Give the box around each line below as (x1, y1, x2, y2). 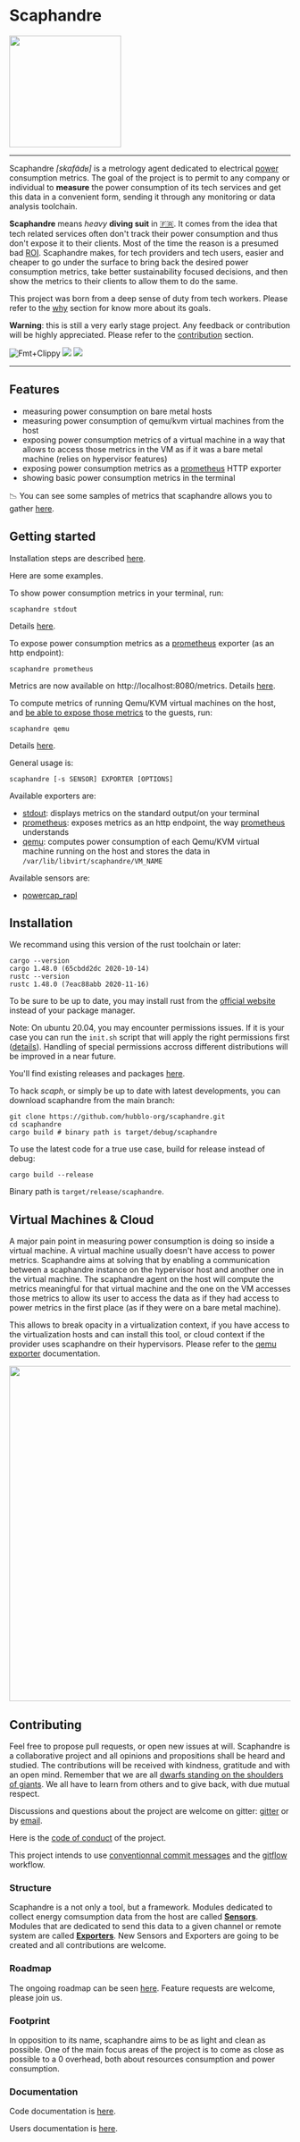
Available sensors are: (9, 873, 91, 883)
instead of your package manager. (9, 1005, 136, 1016)
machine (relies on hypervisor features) (21, 453, 168, 464)
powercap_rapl (21, 890, 78, 900)
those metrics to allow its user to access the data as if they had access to (9, 1293, 279, 1303)
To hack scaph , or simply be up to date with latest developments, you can (9, 1085, 281, 1096)
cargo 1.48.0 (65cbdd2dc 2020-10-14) (9, 965, 150, 974)
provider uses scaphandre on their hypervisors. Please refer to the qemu (9, 1338, 277, 1350)
